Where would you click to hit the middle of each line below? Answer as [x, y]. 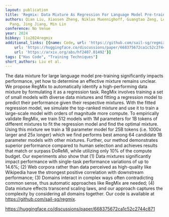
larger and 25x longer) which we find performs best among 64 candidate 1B [84, 135]
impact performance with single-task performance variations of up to [77, 161]
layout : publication [27, 10]
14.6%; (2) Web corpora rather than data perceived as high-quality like [78, 167]
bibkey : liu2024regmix [29, 38]
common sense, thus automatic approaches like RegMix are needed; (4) [80, 183]
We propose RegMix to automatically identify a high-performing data [76, 87]
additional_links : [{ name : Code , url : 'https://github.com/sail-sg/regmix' [86, 43]
